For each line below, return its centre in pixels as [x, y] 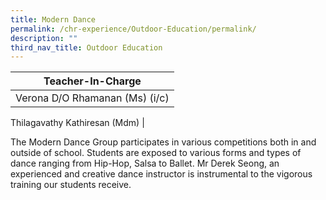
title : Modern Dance [53, 19]
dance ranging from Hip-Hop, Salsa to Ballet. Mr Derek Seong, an [145, 163]
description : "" [44, 38]
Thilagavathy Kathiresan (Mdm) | [77, 123]
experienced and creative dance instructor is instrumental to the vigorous [161, 174]
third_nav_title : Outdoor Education [86, 47]
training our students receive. [71, 185]
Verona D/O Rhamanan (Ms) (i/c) [92, 98]
